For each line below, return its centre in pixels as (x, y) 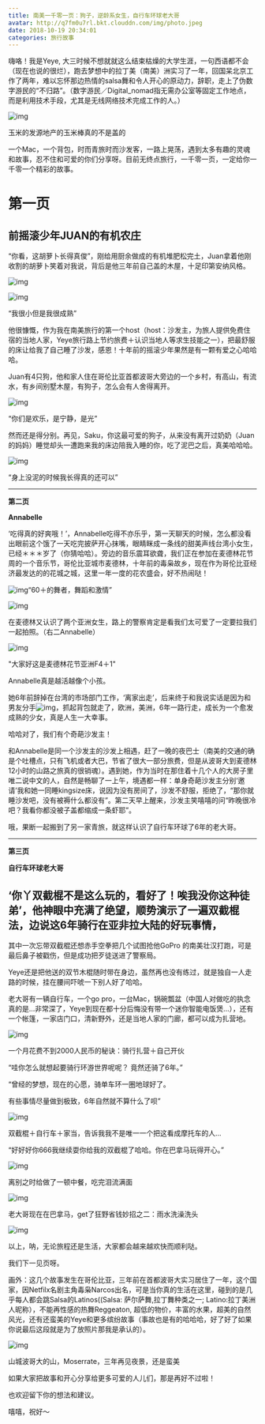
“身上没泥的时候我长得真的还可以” (63, 477)
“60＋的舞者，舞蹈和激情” (70, 590)
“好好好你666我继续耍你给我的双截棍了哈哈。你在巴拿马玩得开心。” (116, 1150)
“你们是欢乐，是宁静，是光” (53, 419)
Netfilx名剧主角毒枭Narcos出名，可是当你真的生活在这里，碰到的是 (137, 1290)
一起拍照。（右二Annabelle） (54, 632)
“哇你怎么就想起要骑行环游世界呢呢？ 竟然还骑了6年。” (95, 1068)
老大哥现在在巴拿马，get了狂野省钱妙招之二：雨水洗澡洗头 (103, 1215)
